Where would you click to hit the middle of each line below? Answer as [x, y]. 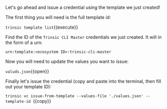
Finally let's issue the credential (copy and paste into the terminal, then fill [83, 81]
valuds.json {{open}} [27, 71]
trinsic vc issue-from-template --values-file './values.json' [75, 96]
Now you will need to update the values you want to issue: [67, 61]
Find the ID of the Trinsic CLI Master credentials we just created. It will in [83, 37]
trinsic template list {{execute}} [42, 27]
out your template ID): [28, 87]
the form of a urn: [24, 42]
